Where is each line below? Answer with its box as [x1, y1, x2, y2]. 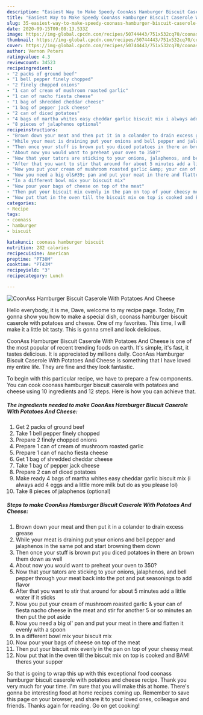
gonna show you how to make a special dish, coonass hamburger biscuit [7, 313, 187, 320]
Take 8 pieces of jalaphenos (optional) [15, 488, 111, 495]
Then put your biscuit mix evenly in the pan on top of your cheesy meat [15, 645, 193, 652]
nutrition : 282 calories [7, 244, 69, 251]
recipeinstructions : [7, 127, 59, 133]
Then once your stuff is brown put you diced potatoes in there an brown [15, 549, 195, 556]
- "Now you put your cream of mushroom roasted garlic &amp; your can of [7, 166, 196, 172]
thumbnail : [7, 37, 34, 43]
